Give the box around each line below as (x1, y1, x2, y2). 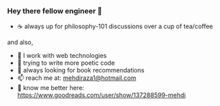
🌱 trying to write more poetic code (17, 59, 116, 67)
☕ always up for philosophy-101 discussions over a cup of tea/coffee (17, 22, 213, 30)
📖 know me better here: (17, 84, 84, 92)
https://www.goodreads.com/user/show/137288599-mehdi (17, 91, 186, 99)
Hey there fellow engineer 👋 (7, 6, 102, 16)
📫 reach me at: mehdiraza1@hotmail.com (17, 74, 136, 82)
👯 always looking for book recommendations (17, 66, 145, 74)
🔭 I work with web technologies (17, 52, 107, 60)
